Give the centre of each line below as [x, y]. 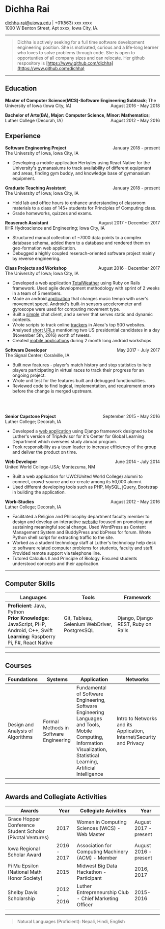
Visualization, [92, 750]
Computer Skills [30, 584]
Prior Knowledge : [28, 618]
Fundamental [91, 688]
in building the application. [39, 492]
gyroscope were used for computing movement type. [66, 309]
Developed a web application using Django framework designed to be [83, 431]
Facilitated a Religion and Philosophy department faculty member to [81, 516]
